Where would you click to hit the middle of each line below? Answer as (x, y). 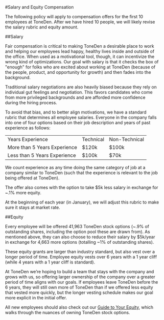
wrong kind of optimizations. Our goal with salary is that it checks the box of (82, 62)
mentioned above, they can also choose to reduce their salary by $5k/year (80, 237)
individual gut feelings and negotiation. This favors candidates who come (79, 92)
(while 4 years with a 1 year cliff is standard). (50, 262)
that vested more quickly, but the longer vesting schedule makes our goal (79, 292)
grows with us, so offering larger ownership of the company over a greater (80, 277)
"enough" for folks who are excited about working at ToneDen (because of (80, 67)
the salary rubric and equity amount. (42, 27)
